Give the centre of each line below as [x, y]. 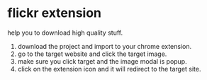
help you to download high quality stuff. [65, 33]
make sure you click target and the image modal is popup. [102, 61]
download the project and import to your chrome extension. [105, 46]
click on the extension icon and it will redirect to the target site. [109, 69]
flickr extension [54, 13]
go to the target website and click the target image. [92, 54]
